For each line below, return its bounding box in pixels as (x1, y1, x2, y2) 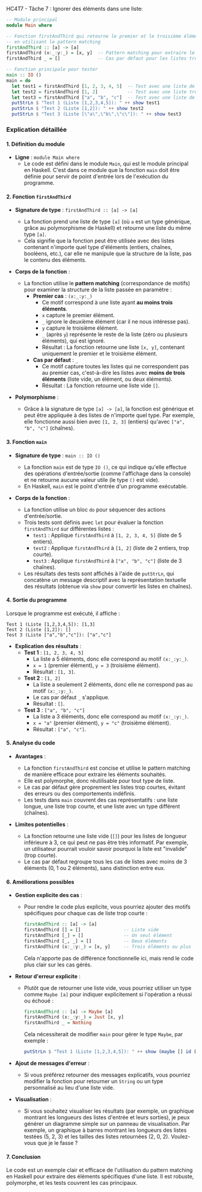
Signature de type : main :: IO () (14, 451, 100, 459)
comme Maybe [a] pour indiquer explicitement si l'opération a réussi (23, 990, 192, 998)
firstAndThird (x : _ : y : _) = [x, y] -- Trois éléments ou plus (23, 943, 191, 950)
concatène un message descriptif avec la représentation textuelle (23, 576, 186, 583)
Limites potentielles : (14, 821, 69, 828)
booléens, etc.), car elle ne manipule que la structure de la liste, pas (23, 250, 192, 258)
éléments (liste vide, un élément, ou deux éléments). (41, 375, 173, 383)
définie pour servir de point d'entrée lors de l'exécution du (23, 173, 168, 180)
